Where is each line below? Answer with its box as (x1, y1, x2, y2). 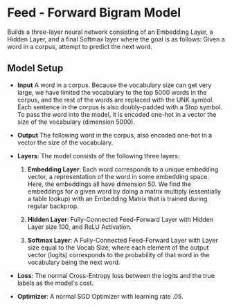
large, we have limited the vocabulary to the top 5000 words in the (17, 88, 207, 96)
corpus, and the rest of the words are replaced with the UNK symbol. (17, 95, 215, 104)
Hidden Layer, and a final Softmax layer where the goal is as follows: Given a (7, 35, 225, 43)
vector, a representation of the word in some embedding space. (27, 172, 210, 180)
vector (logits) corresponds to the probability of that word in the (27, 250, 210, 259)
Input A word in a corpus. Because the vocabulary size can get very (17, 81, 212, 89)
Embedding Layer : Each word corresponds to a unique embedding (27, 165, 219, 174)
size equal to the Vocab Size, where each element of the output (27, 243, 209, 252)
